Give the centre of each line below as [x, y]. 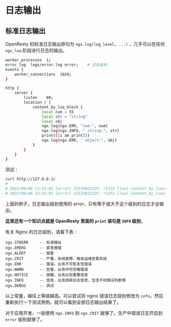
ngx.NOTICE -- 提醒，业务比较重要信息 [47, 275]
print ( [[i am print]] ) [66, 135]
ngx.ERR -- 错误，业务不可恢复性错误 [49, 264]
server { [24, 93]
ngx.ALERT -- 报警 [30, 253]
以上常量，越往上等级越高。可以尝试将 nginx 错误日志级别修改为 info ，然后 [84, 295]
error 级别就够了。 [25, 319]
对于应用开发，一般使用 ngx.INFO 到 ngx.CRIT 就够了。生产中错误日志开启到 [84, 313]
